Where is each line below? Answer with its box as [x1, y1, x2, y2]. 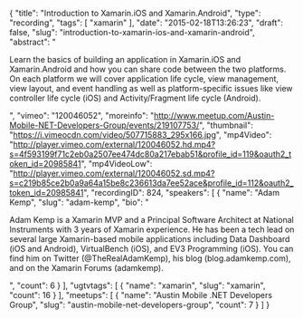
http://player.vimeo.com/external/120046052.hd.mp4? [13, 140, 215, 150]
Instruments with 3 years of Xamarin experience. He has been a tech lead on [9, 224, 295, 235]
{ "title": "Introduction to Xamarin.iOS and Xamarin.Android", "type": [9, 8, 261, 18]
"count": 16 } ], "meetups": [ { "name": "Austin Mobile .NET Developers [9, 290, 273, 300]
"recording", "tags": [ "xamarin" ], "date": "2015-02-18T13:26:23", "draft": [9, 17, 283, 28]
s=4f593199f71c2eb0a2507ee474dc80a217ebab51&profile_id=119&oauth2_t [9, 149, 292, 159]
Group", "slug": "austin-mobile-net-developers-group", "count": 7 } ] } [9, 299, 270, 310]
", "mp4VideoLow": [80, 159, 153, 169]
